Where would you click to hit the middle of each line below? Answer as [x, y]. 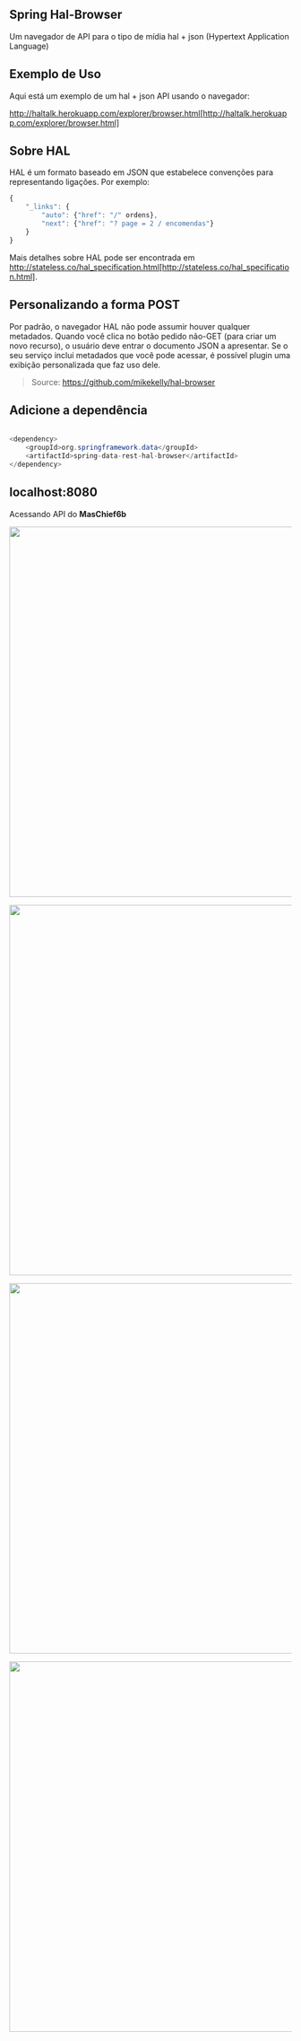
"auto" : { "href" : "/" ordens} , [100, 216]
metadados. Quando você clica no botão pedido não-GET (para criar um [143, 336]
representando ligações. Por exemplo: [80, 182]
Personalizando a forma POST [95, 305]
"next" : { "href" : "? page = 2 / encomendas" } [128, 224]
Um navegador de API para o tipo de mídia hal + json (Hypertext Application [149, 36]
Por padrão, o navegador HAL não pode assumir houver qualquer [130, 326]
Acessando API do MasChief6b [68, 514]
